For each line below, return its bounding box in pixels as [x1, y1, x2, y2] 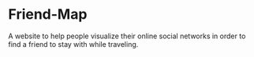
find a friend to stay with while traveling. [8, 39, 139, 48]
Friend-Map [8, 5, 88, 23]
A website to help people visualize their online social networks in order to [8, 31, 246, 41]
